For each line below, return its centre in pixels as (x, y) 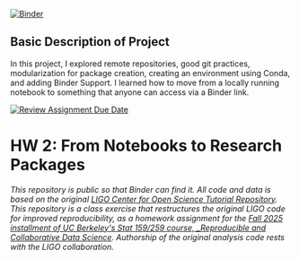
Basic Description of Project (90, 42)
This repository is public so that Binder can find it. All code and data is (141, 189)
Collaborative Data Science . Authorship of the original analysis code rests (148, 237)
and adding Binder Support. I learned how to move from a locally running (145, 82)
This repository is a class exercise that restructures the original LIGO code (148, 208)
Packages (48, 165)
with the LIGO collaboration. (62, 246)
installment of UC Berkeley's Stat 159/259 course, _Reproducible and (138, 228)
